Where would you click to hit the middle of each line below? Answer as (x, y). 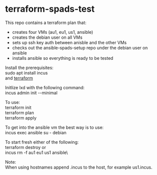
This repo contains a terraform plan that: (46, 23)
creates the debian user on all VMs (47, 37)
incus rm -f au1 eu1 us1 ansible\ (37, 152)
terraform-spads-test (50, 9)
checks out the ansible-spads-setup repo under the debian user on (80, 48)
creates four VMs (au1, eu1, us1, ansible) (53, 32)
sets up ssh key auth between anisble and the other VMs (69, 42)
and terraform (19, 78)
